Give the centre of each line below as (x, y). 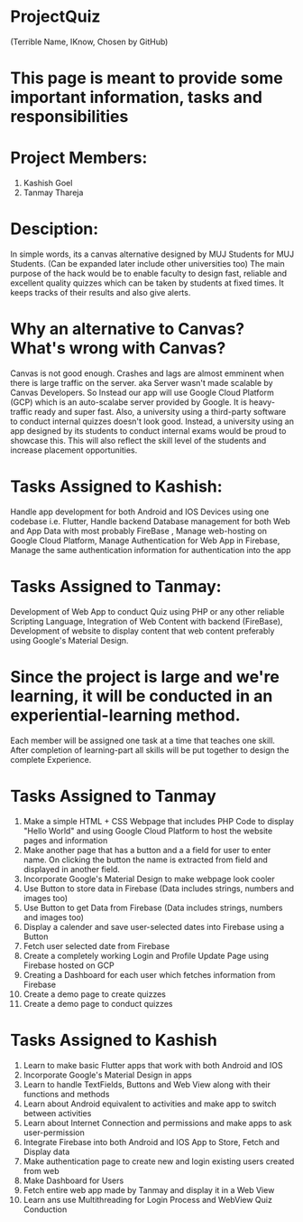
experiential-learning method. (126, 715)
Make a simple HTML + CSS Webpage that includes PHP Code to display (158, 821)
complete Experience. (51, 759)
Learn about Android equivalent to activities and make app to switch (150, 1104)
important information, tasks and (136, 98)
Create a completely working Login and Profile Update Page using (146, 955)
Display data (46, 1151)
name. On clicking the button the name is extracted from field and (146, 860)
